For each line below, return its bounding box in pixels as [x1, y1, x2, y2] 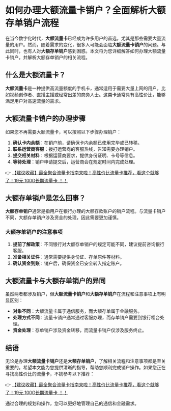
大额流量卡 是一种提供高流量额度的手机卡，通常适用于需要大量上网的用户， [5, 85, 161, 91]
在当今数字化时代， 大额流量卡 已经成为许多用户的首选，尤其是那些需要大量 [5, 35, 161, 41]
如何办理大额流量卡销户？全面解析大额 [5, 5, 166, 16]
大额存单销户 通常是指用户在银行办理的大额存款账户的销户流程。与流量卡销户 [5, 208, 166, 214]
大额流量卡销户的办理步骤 [5, 114, 85, 123]
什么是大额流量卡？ [5, 71, 66, 79]
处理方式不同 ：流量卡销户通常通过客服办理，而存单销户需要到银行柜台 [12, 314, 160, 321]
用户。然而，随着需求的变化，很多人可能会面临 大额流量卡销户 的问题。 [14, 41, 161, 47]
